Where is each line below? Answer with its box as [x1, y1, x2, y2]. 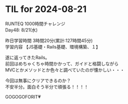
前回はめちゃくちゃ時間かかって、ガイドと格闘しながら [5, 60, 119, 66]
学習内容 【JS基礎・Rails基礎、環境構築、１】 [5, 43, 100, 49]
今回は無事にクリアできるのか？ [5, 77, 71, 83]
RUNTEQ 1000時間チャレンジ [5, 20, 66, 26]
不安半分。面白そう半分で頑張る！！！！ [5, 83, 88, 89]
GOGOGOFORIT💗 [5, 93, 41, 99]
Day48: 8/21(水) [5, 26, 38, 33]
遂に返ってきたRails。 [5, 54, 50, 60]
